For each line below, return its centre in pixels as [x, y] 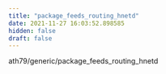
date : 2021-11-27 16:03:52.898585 [67, 23]
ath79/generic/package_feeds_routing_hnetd [83, 61]
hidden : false [32, 31]
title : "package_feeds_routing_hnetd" [74, 16]
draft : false [30, 38]
